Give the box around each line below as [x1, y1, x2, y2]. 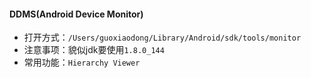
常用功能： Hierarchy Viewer [23, 56, 141, 69]
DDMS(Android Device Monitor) [9, 8, 144, 20]
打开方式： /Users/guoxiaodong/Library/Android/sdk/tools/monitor [23, 31, 302, 44]
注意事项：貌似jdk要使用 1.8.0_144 [23, 44, 165, 56]
